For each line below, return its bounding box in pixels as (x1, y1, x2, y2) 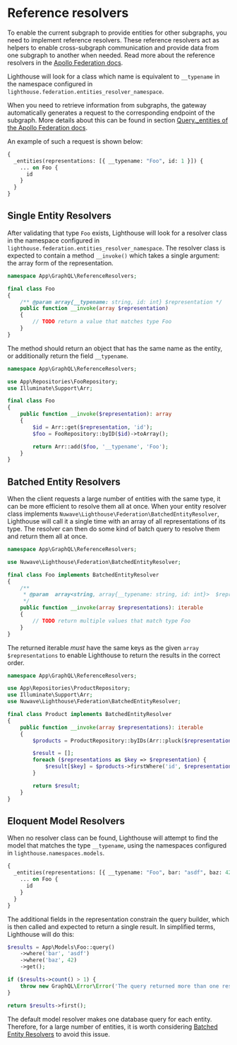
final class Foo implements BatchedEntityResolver (7, 571, 159, 578)
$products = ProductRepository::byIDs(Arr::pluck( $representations (32, 737, 235, 744)
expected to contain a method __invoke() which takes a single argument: (7, 251, 220, 260)
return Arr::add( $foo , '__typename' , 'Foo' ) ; (32, 443, 169, 450)
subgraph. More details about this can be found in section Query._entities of (7, 115, 229, 125)
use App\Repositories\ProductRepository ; (7, 685, 131, 692)
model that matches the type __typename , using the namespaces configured (7, 841, 227, 850)
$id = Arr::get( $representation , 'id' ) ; (32, 423, 153, 431)
